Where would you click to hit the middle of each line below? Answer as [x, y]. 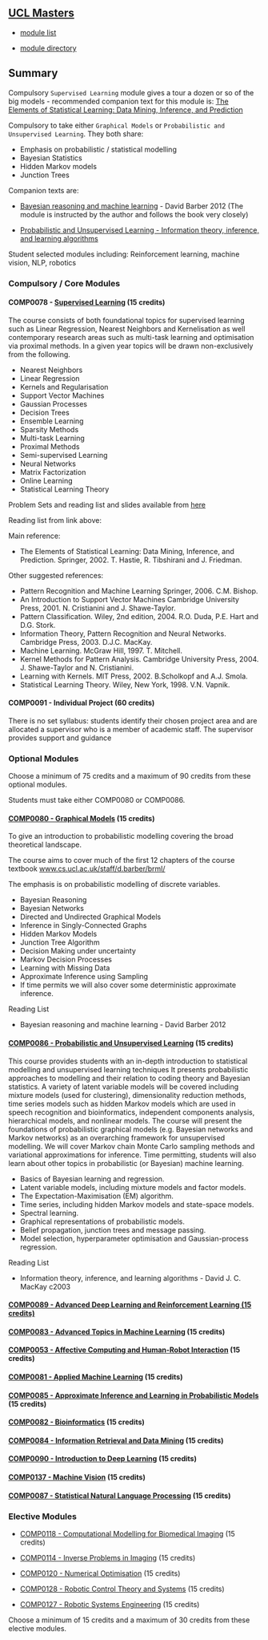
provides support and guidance [60, 738]
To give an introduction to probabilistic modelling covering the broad [121, 836]
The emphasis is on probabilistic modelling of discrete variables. [114, 885]
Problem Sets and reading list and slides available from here [107, 504]
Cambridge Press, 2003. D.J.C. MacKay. [86, 642]
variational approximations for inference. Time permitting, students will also [132, 1155]
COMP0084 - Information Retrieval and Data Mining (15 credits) [116, 1440]
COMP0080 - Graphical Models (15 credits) [82, 818]
